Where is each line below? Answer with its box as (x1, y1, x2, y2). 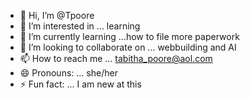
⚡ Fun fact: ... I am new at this (19, 78, 142, 90)
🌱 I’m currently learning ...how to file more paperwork (19, 31, 240, 42)
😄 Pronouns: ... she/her (19, 67, 118, 79)
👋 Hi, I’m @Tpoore (19, 10, 95, 21)
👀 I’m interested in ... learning (19, 20, 141, 32)
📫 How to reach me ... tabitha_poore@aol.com (19, 53, 213, 64)
